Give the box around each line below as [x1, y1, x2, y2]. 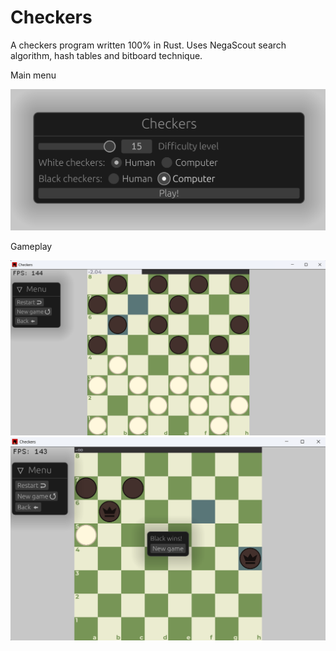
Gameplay [10, 240, 53, 252]
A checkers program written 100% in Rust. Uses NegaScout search [10, 39, 287, 51]
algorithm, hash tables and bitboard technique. [10, 49, 203, 61]
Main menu [10, 69, 57, 81]
